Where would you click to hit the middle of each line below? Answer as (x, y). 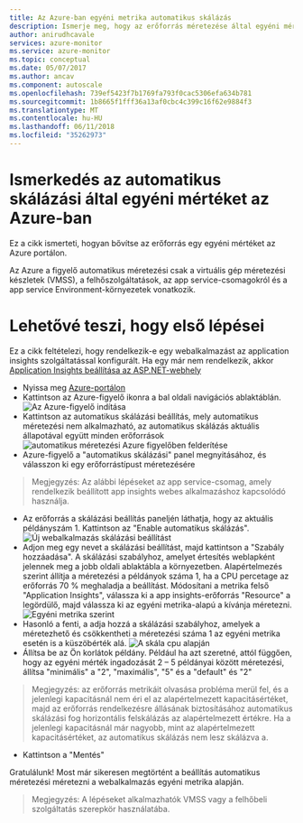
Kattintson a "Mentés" (64, 754)
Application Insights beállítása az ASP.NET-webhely (105, 370)
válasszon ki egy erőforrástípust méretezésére (109, 464)
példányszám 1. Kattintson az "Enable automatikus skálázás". (136, 528)
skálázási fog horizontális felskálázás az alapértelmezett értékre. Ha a (161, 717)
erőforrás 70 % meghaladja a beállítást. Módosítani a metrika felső (146, 585)
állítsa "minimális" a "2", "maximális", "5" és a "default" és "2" (137, 671)
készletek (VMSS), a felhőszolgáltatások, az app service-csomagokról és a (148, 280)
